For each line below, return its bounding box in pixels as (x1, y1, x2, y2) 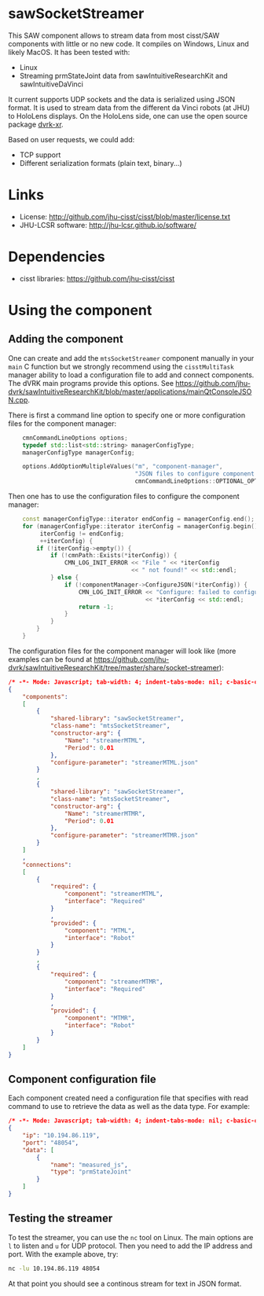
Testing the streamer (8, 1212, 113, 1225)
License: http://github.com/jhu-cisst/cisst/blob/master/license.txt (19, 211, 230, 221)
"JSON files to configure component (134, 470, 255, 478)
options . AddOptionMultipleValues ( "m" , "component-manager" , (22, 463, 223, 471)
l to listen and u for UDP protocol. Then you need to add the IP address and (8, 1241, 253, 1250)
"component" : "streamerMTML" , (64, 890, 163, 898)
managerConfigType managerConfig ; (22, 449, 135, 457)
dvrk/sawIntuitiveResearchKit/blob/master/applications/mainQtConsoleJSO (8, 387, 252, 396)
